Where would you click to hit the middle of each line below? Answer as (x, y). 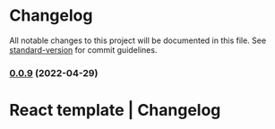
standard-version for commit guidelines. (83, 49)
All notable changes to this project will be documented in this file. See (138, 40)
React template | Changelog (115, 111)
